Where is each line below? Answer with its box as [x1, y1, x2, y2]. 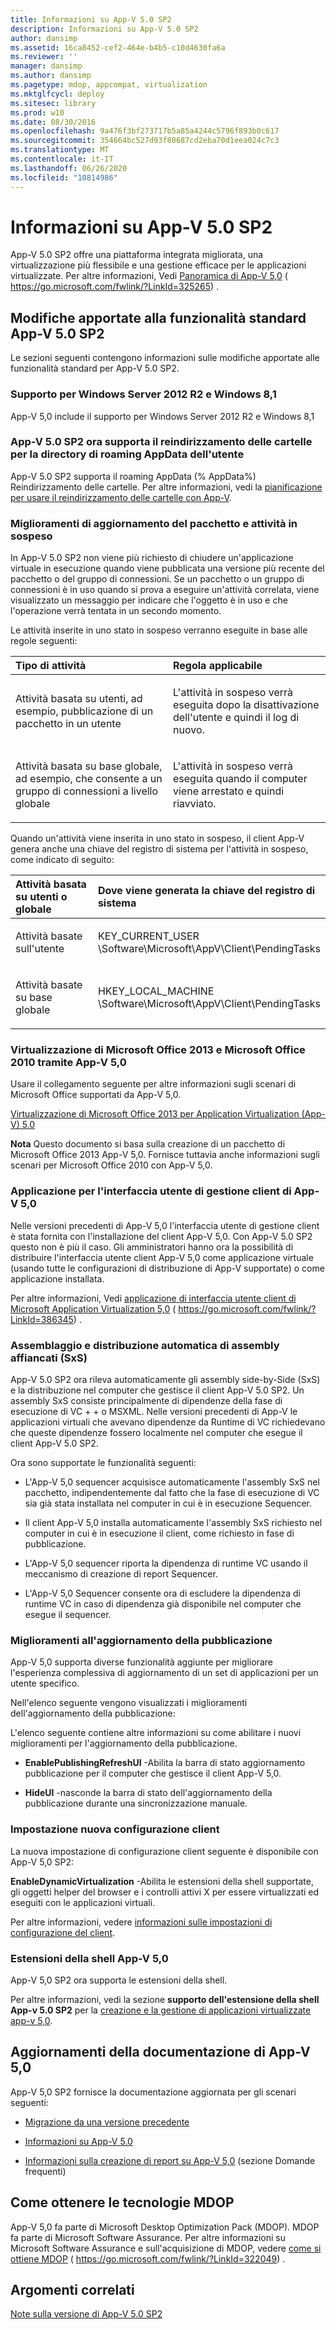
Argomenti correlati [10, 2281, 135, 2298]
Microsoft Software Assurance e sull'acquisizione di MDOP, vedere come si [10, 2242, 322, 2254]
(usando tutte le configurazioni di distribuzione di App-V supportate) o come [10, 1262, 325, 1274]
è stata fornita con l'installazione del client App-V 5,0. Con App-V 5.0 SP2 [10, 1230, 313, 1242]
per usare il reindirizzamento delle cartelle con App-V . [10, 491, 232, 503]
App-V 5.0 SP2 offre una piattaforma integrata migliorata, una [10, 249, 264, 261]
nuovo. [173, 723, 205, 737]
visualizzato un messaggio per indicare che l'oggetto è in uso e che [10, 594, 288, 606]
